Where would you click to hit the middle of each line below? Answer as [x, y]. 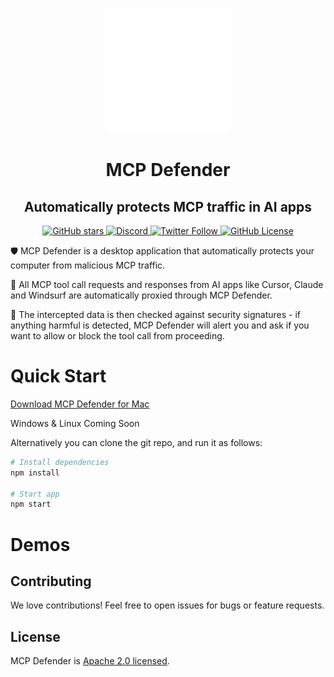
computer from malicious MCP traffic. [88, 265]
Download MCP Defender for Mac [80, 404]
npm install [35, 473]
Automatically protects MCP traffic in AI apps [168, 206]
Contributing [51, 581]
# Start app [35, 494]
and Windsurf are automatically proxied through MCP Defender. [141, 295]
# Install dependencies [60, 462]
